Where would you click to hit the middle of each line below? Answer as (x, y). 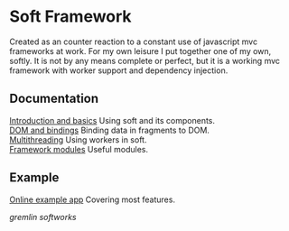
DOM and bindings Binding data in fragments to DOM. (110, 130)
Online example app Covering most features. (93, 199)
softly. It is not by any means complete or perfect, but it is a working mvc (145, 60)
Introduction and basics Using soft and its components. (112, 120)
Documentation (54, 99)
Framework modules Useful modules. (79, 149)
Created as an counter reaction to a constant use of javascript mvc (134, 42)
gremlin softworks (43, 217)
